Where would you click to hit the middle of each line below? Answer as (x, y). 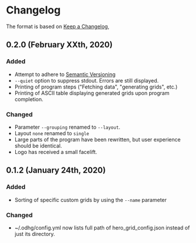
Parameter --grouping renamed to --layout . (67, 127)
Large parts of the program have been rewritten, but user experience (97, 139)
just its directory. (35, 234)
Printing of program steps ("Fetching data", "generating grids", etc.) (96, 87)
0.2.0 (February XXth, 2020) (59, 45)
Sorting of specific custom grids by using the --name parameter (90, 200)
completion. (29, 99)
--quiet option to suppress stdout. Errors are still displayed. (87, 80)
